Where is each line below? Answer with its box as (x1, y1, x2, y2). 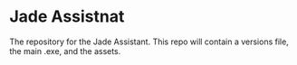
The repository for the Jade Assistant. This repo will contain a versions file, (9, 36, 290, 47)
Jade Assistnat (9, 6, 125, 27)
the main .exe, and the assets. (9, 45, 121, 56)
